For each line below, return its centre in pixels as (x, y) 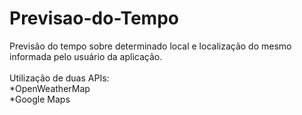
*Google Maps (40, 99)
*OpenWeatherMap (50, 88)
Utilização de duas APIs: (59, 78)
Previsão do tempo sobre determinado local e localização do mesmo (150, 46)
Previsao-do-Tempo (94, 18)
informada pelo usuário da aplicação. (86, 56)
